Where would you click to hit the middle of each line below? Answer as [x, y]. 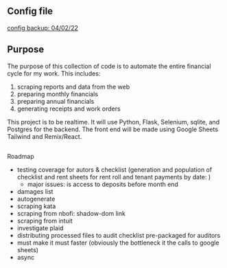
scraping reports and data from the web [73, 87]
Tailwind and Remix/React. [45, 136]
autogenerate [36, 199]
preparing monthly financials [57, 94]
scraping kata [36, 206]
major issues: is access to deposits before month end [103, 184]
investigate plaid [40, 228]
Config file [30, 11]
